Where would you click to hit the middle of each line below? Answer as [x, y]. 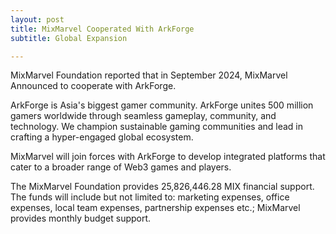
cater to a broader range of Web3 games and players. [121, 167]
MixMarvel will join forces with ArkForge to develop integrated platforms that [168, 157]
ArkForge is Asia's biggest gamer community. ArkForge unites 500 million [162, 105]
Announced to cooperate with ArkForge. [93, 86]
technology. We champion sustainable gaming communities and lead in [157, 127]
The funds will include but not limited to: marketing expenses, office [150, 197]
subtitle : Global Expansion [69, 38]
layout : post [37, 19]
